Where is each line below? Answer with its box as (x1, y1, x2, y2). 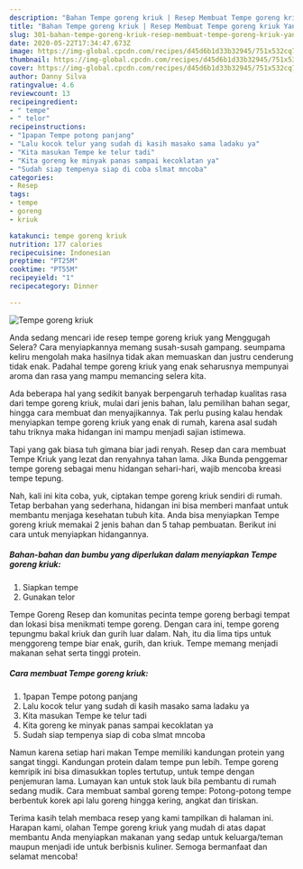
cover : (9, 64, 34, 73)
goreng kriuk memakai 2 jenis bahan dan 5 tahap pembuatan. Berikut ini (9, 519, 277, 530)
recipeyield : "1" (9, 273, 75, 283)
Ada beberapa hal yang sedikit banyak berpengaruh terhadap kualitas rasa (9, 388, 287, 399)
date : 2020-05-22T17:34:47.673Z (9, 38, 131, 48)
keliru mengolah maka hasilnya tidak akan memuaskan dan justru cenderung (9, 351, 294, 362)
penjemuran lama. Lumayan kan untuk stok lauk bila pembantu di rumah (9, 775, 277, 787)
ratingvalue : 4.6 (9, 80, 75, 90)
